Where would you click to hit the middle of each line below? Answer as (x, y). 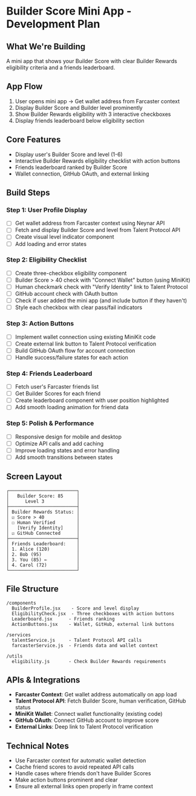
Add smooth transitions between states (64, 457)
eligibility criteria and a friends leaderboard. (61, 67)
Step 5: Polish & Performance (50, 423)
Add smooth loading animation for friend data (72, 407)
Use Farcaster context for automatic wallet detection (80, 761)
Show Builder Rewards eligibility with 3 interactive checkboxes (93, 114)
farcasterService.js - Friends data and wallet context (85, 645)
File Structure (32, 589)
